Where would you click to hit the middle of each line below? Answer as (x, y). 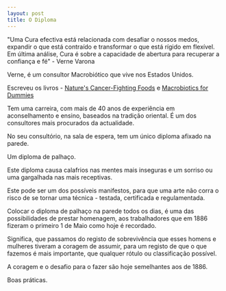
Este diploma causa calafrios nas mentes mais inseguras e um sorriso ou (110, 170)
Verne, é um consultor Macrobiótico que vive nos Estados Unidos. (100, 74)
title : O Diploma (32, 20)
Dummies (21, 95)
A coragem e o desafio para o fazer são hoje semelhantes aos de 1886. (108, 266)
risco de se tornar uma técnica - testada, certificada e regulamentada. (106, 198)
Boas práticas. (27, 280)
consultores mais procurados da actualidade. (71, 123)
